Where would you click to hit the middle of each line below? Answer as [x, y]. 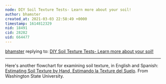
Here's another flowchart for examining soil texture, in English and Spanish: [82, 65]
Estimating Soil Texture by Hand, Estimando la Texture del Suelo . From [77, 71]
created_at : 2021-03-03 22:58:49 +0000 [46, 19]
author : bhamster [23, 14]
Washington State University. [35, 76]
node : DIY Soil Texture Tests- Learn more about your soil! [68, 10]
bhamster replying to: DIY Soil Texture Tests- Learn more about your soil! [80, 51]
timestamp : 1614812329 [28, 23]
